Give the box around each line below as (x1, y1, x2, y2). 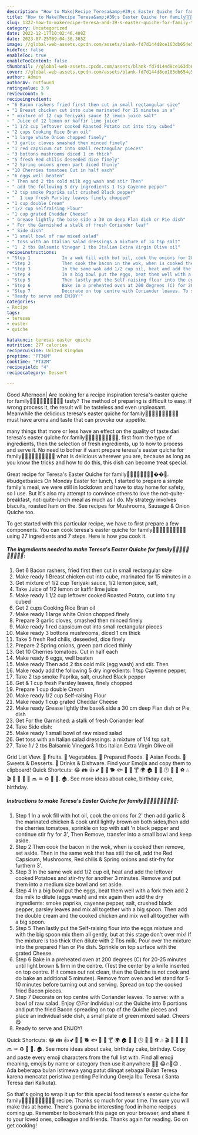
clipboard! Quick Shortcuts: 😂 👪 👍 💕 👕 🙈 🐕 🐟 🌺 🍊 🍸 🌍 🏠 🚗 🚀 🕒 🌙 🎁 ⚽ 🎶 (6, 766, 190, 773)
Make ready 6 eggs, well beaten (15, 654, 93, 661)
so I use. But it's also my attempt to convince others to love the (6, 489, 159, 497)
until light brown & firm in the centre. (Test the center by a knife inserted (15, 962, 190, 969)
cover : (6, 69, 23, 75)
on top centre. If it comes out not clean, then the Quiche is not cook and (15, 968, 190, 975)
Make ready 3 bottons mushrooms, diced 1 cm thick (15, 630, 141, 637)
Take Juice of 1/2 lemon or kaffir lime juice (15, 585, 118, 593)
